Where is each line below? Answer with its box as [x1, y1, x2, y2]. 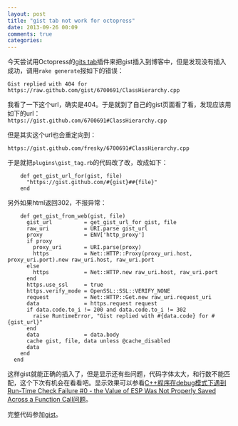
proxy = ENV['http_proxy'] [26, 231, 145, 239]
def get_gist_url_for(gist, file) [20, 173, 123, 180]
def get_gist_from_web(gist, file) [20, 213, 126, 220]
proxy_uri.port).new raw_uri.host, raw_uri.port [7, 256, 155, 264]
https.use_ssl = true [26, 281, 103, 289]
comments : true [7, 30, 53, 38]
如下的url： [7, 109, 41, 118]
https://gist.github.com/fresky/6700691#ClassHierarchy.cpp [7, 145, 190, 152]
